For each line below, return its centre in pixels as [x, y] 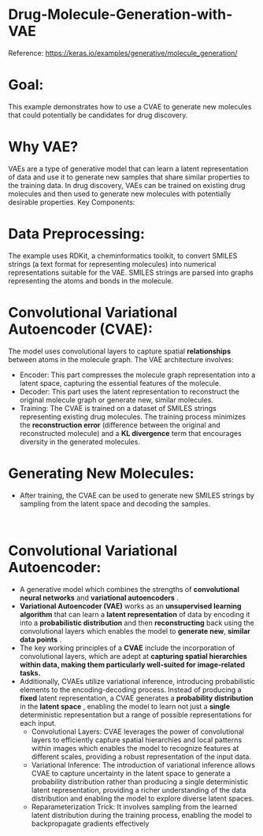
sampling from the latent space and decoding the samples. [115, 503]
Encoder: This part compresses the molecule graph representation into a [137, 375]
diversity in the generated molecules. [80, 442]
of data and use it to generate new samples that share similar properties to [129, 177]
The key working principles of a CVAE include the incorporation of [127, 648]
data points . [41, 639]
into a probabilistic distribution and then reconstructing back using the [137, 623]
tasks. [30, 673]
